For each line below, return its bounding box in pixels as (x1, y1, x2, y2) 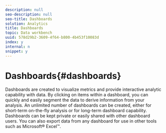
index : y (5, 40, 23, 45)
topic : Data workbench (5, 30, 52, 35)
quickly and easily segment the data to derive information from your (5, 97, 145, 103)
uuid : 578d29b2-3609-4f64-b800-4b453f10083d (5, 35, 99, 40)
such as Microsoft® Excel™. (5, 124, 61, 130)
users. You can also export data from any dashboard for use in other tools (5, 118, 157, 124)
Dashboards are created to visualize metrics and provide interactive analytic (5, 86, 162, 92)
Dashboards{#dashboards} (5, 70, 121, 81)
